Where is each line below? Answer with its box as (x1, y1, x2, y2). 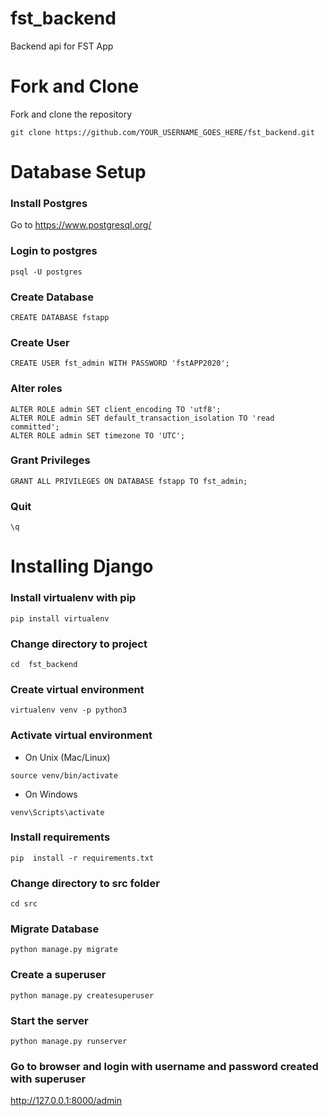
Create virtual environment (10, 682, 145, 696)
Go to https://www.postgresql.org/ (10, 219, 152, 231)
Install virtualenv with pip (10, 591, 137, 605)
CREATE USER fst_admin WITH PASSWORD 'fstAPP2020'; (10, 358, 230, 369)
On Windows (24, 788, 78, 800)
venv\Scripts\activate (10, 807, 105, 817)
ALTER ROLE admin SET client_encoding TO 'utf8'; (10, 404, 222, 414)
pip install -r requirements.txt (10, 853, 155, 863)
